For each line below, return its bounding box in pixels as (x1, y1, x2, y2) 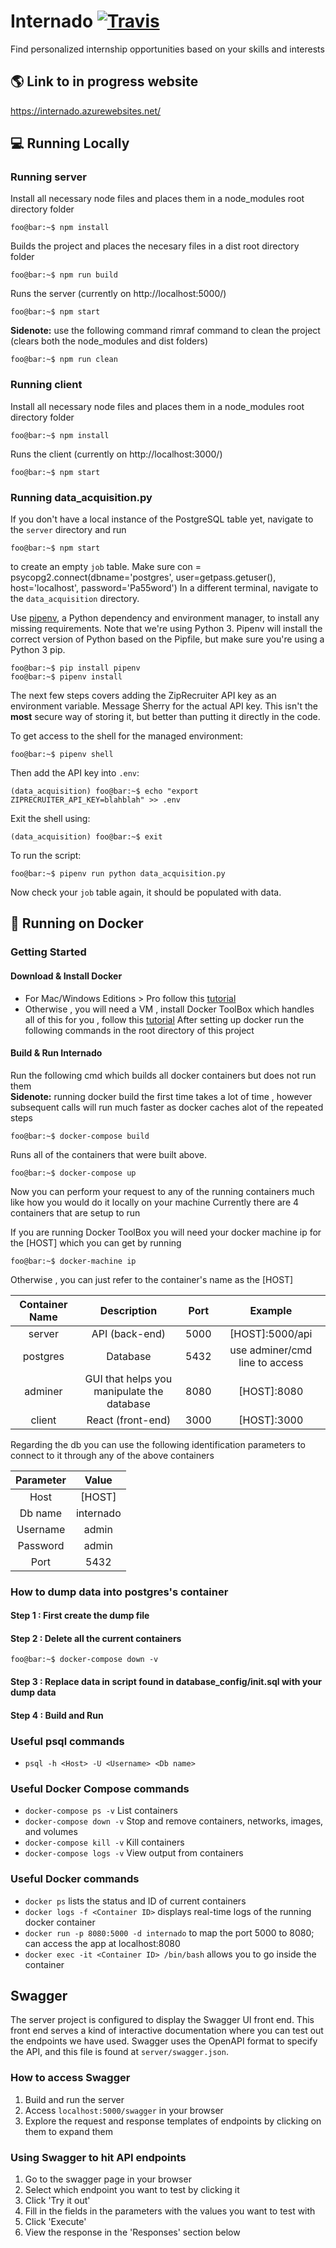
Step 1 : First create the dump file (10, 1610, 150, 1622)
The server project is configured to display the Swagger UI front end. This (10, 2014, 315, 2026)
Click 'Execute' (24, 2215, 87, 2227)
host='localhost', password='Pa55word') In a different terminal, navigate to (10, 582, 319, 594)
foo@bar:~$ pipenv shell (10, 750, 114, 760)
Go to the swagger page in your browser (24, 2173, 192, 2185)
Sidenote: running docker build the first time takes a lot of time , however (10, 1090, 313, 1102)
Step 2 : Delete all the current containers (10, 1632, 182, 1644)
